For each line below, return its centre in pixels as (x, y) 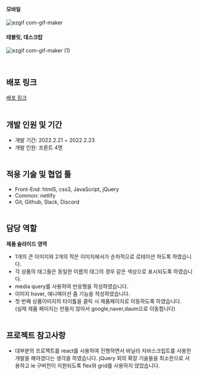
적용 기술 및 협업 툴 (39, 175)
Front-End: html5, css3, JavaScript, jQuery (67, 189)
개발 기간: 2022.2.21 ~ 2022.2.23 (55, 140)
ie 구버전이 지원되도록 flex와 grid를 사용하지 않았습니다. (95, 365)
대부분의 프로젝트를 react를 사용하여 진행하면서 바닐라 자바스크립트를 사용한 (103, 351)
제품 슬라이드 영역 (27, 243)
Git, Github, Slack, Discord (47, 202)
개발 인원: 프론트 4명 (39, 148)
